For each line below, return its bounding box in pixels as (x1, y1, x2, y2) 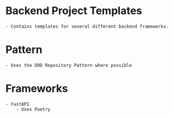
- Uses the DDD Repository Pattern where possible (5, 62, 132, 68)
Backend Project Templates (5, 4, 142, 18)
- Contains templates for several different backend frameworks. (5, 23, 169, 29)
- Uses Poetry (16, 106, 51, 112)
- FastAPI (5, 101, 30, 107)
